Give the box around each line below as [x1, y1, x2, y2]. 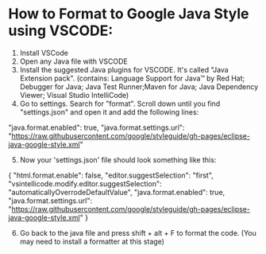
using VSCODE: [8, 21, 114, 40]
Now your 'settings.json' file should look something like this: [19, 154, 217, 164]
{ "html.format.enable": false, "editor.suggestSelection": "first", [8, 170, 214, 180]
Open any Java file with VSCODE [19, 57, 129, 66]
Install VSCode [19, 48, 69, 57]
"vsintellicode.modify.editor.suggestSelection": [8, 178, 162, 188]
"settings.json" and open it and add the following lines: [19, 107, 199, 116]
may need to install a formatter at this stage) [19, 236, 165, 246]
